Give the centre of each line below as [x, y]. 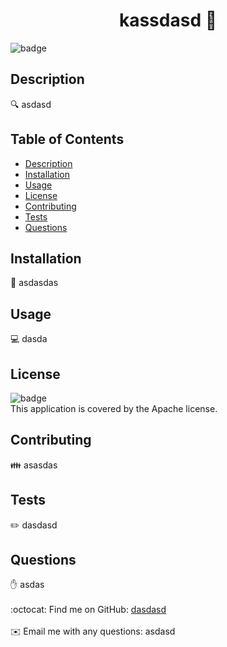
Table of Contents [67, 139]
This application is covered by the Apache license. [114, 408]
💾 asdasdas [34, 283]
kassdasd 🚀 [168, 20]
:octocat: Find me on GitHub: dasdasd [88, 610]
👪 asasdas [34, 465]
